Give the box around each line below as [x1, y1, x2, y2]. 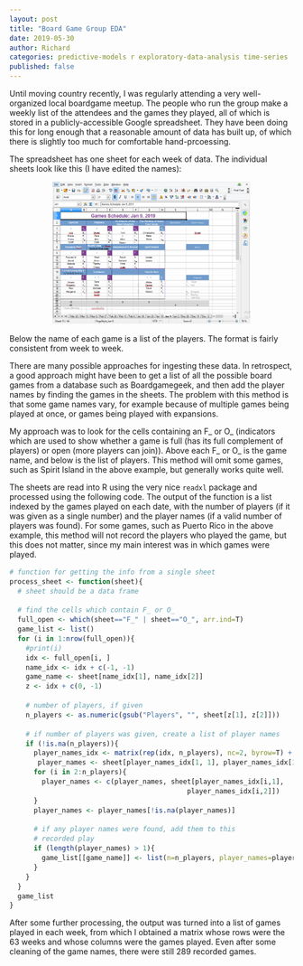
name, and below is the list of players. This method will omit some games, [9, 455, 284, 465]
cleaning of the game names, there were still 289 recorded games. [9, 946, 257, 957]
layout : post [9, 14, 59, 23]
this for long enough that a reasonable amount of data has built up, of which [9, 127, 292, 137]
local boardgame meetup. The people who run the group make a [48, 98, 289, 108]
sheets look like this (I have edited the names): [9, 164, 182, 174]
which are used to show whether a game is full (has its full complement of [9, 435, 284, 446]
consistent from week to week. [9, 342, 124, 353]
